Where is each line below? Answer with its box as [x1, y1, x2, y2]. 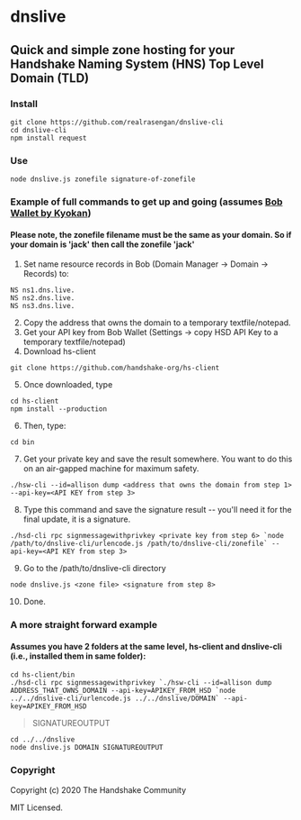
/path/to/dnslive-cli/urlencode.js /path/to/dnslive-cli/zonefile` [10, 539, 269, 549]
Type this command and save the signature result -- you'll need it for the [22, 505, 292, 515]
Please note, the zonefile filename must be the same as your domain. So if [10, 229, 292, 240]
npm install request [10, 133, 88, 142]
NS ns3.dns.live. [10, 302, 75, 311]
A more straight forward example [10, 619, 158, 632]
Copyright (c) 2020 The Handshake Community [10, 784, 187, 795]
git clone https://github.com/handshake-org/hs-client [10, 363, 220, 373]
